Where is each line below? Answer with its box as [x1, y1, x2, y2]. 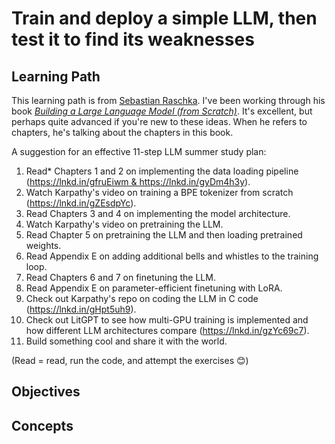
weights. [25, 240, 62, 251]
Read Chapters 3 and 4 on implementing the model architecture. [25, 208, 291, 219]
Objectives [11, 383, 81, 401]
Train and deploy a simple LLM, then [11, 7, 318, 30]
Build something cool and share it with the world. [25, 335, 228, 347]
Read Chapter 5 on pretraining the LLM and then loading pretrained [25, 229, 303, 241]
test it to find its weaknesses [11, 28, 255, 51]
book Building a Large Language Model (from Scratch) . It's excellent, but [11, 105, 313, 117]
